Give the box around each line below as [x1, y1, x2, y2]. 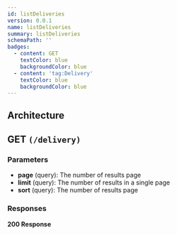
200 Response [7, 219, 52, 228]
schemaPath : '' [7, 37, 52, 44]
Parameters [7, 154, 48, 164]
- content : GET [13, 50, 59, 58]
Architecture [7, 109, 65, 121]
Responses [7, 204, 47, 214]
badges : [7, 43, 30, 50]
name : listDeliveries [7, 23, 72, 31]
